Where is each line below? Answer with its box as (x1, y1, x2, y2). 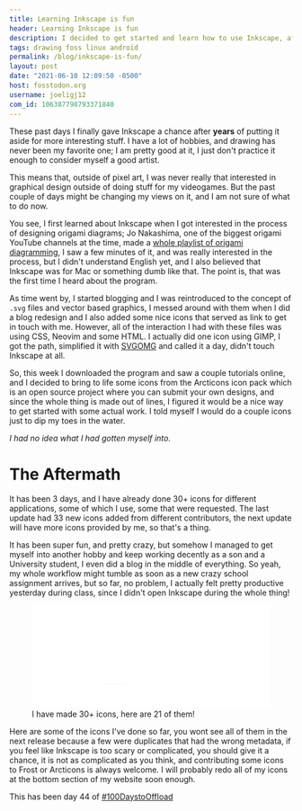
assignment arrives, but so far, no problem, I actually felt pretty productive (9, 578, 285, 589)
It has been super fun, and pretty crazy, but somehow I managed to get (9, 539, 273, 550)
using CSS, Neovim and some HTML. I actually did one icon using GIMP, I (9, 331, 281, 342)
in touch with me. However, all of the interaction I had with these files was (9, 321, 282, 332)
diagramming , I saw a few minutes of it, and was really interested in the (9, 246, 272, 257)
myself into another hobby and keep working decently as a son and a (9, 549, 265, 560)
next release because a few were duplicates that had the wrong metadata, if (9, 735, 291, 746)
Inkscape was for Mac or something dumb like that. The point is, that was (9, 265, 281, 276)
